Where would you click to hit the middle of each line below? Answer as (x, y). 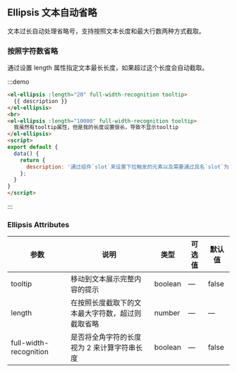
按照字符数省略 (33, 51)
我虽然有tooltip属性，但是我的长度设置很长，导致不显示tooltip (96, 128)
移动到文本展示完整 (102, 279)
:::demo (18, 82)
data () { (26, 154)
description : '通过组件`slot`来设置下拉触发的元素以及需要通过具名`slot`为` (129, 167)
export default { (33, 147)
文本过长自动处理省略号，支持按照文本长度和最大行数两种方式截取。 (106, 31)
